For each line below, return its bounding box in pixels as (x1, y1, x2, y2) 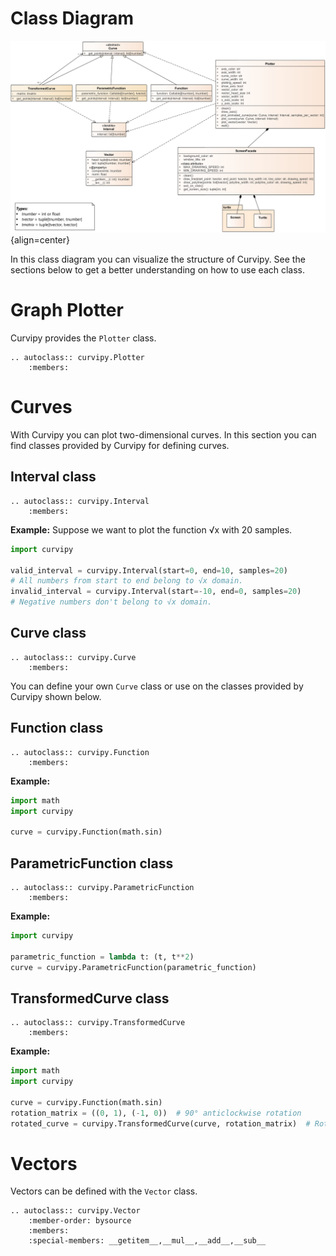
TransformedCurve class (10, 990, 170, 1007)
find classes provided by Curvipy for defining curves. (10, 439, 230, 451)
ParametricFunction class (10, 855, 174, 872)
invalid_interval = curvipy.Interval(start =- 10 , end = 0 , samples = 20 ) (10, 587, 302, 597)
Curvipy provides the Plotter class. (10, 332, 157, 344)
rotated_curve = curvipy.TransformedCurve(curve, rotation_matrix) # (10, 1118, 311, 1129)
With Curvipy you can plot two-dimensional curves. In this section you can (10, 428, 317, 441)
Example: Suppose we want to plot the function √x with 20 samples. (10, 523, 293, 536)
